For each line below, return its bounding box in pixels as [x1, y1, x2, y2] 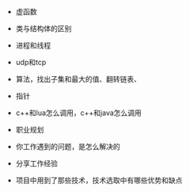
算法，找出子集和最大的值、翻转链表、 [15, 75, 141, 83]
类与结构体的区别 [15, 24, 72, 33]
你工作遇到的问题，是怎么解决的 [15, 142, 120, 151]
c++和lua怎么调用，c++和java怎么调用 [15, 108, 142, 117]
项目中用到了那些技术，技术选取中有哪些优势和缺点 [15, 175, 183, 185]
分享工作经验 [15, 159, 58, 168]
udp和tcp [15, 58, 47, 67]
